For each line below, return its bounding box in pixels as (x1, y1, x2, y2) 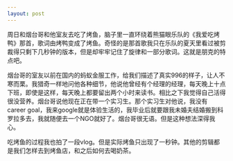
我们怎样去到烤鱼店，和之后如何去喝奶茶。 (12, 146, 135, 155)
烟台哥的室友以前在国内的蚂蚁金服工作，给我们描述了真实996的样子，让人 (7, 71, 220, 79)
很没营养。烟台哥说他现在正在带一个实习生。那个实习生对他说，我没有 (7, 96, 208, 105)
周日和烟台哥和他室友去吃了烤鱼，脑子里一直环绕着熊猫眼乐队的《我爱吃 (7, 30, 214, 38)
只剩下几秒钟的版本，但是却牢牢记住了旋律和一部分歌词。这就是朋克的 (19, 47, 220, 56)
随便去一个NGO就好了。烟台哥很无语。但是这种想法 (49, 114, 198, 122)
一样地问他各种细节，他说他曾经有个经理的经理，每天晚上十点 (49, 79, 226, 87)
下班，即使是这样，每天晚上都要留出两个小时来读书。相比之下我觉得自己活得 (7, 88, 226, 96)
